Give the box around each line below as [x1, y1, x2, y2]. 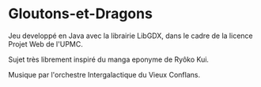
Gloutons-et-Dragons [8, 5, 153, 23]
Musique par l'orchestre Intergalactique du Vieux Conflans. [8, 70, 200, 79]
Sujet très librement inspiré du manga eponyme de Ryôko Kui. [8, 55, 210, 64]
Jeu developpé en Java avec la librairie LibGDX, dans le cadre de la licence [8, 31, 253, 40]
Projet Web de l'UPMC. [8, 39, 83, 48]
